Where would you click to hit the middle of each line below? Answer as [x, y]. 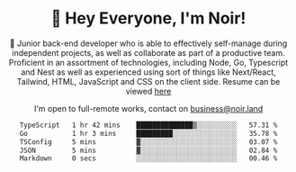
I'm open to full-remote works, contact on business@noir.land [148, 108]
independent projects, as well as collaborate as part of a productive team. [148, 52]
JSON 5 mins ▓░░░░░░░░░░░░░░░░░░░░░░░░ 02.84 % [148, 150]
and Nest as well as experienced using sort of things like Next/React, [148, 72]
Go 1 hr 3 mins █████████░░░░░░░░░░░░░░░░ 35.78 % [148, 133]
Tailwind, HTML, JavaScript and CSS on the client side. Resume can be [148, 81]
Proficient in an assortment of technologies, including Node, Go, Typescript [148, 62]
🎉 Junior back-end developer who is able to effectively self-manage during [148, 43]
